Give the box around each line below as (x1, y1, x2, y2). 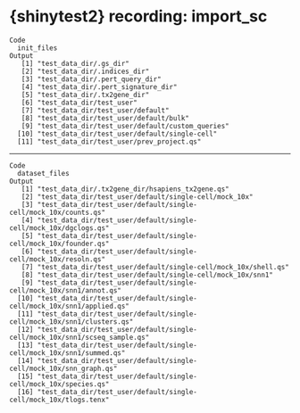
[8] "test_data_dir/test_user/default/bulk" (21, 113, 190, 122)
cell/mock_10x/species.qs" (9, 379, 110, 389)
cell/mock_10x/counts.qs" (9, 208, 105, 217)
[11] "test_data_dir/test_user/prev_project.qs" (17, 136, 202, 146)
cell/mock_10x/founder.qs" (9, 239, 110, 248)
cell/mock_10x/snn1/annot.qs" (9, 285, 122, 295)
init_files (17, 43, 58, 53)
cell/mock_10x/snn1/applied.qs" (9, 301, 129, 310)
